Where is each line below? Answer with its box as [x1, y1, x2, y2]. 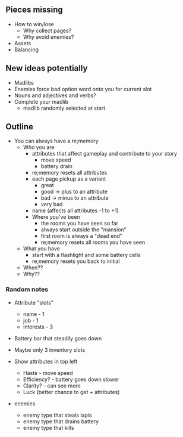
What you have [23, 245, 60, 252]
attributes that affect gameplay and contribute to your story [31, 150, 178, 157]
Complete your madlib [14, 98, 69, 105]
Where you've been [31, 213, 81, 221]
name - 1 [23, 310, 45, 318]
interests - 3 [23, 323, 53, 330]
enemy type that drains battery [23, 417, 99, 425]
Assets [14, 39, 31, 47]
